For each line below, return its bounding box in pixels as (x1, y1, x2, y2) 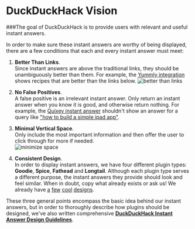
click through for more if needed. (14, 137, 95, 144)
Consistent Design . (14, 155, 63, 162)
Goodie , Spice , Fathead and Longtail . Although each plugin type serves (14, 167, 189, 174)
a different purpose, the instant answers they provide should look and (14, 173, 183, 180)
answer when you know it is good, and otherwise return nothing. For (14, 101, 180, 108)
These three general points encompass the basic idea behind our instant (6, 197, 182, 204)
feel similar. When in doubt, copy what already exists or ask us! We (14, 180, 176, 187)
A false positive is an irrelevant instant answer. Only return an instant (14, 95, 180, 102)
